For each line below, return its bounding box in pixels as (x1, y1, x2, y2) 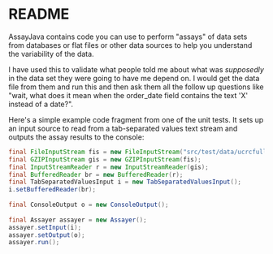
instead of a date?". (8, 99, 74, 109)
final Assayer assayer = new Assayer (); (8, 216, 148, 224)
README (8, 5, 70, 24)
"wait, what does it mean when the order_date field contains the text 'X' (8, 90, 249, 100)
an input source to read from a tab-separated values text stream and (8, 123, 238, 133)
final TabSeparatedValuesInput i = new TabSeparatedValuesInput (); (8, 178, 242, 187)
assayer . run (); (8, 239, 60, 247)
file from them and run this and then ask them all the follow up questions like (8, 82, 264, 92)
